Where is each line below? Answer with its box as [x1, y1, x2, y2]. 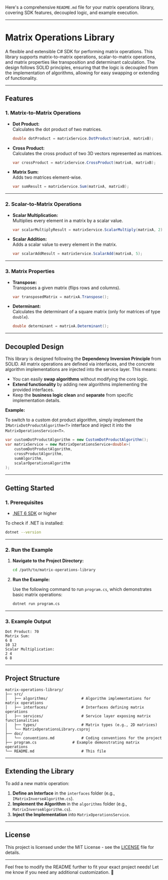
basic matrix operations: [12, 592, 62, 598]
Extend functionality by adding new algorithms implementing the [12, 382, 147, 388]
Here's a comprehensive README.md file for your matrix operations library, [5, 5, 155, 10]
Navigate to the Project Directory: [12, 558, 84, 564]
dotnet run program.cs [12, 601, 60, 606]
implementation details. [12, 398, 61, 404]
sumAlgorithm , [14, 456, 43, 461]
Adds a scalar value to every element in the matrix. [12, 241, 117, 247]
